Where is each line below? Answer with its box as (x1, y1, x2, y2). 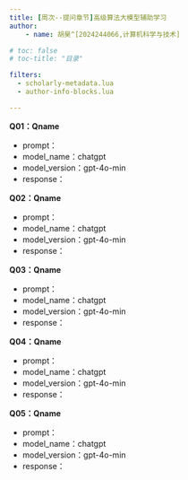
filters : (9, 71, 42, 80)
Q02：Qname (9, 192, 61, 203)
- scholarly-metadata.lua (17, 79, 115, 88)
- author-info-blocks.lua (17, 87, 115, 96)
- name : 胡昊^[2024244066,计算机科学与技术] (25, 30, 181, 39)
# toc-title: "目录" (9, 55, 83, 64)
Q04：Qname (9, 336, 62, 346)
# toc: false (9, 46, 58, 55)
